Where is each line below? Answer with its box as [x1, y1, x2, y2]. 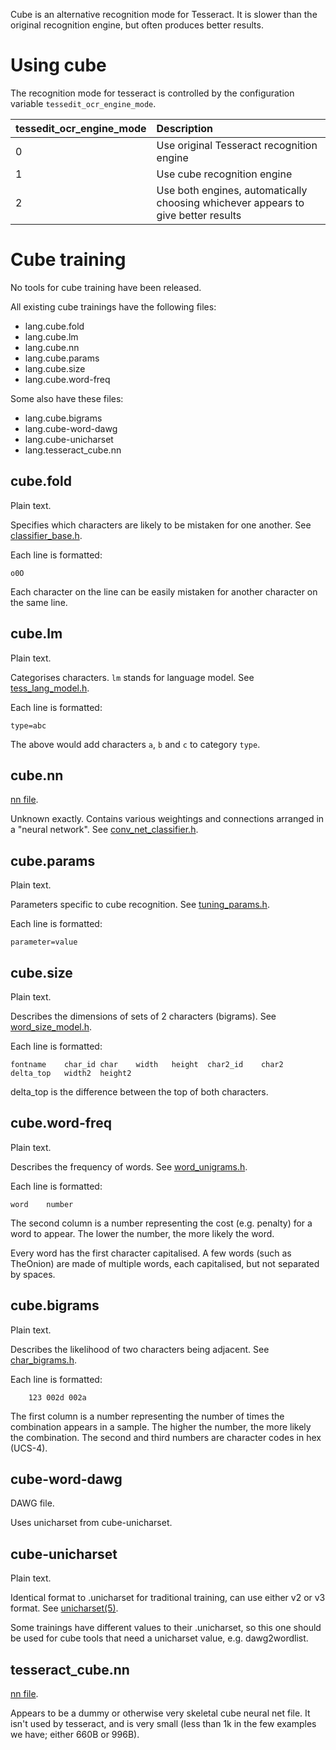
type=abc [10, 720, 47, 731]
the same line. [10, 596, 68, 608]
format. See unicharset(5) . [10, 1602, 119, 1614]
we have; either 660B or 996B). [10, 1729, 140, 1740]
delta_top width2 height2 [10, 1068, 132, 1078]
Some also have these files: [10, 392, 124, 404]
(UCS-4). [10, 1442, 48, 1454]
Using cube [10, 54, 107, 77]
